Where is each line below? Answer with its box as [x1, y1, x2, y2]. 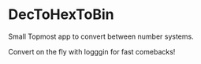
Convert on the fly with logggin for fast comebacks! [8, 47, 176, 56]
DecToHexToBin [8, 6, 114, 24]
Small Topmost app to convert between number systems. [8, 32, 195, 41]
